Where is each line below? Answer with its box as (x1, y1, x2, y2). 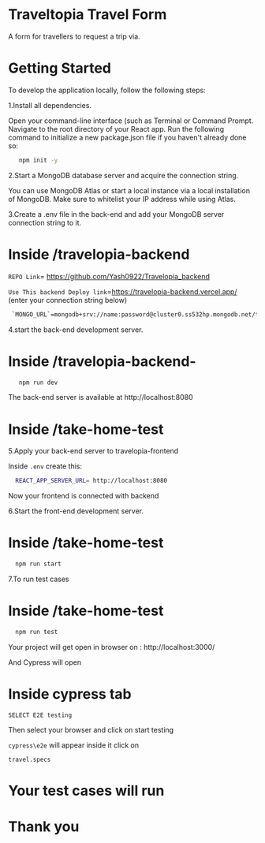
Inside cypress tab (8, 685, 132, 703)
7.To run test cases (8, 574, 69, 584)
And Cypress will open (8, 657, 81, 667)
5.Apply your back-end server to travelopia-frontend (8, 446, 179, 456)
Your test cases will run (8, 781, 165, 800)
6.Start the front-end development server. (8, 506, 144, 516)
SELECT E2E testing (8, 711, 73, 719)
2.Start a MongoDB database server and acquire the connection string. (8, 170, 239, 180)
